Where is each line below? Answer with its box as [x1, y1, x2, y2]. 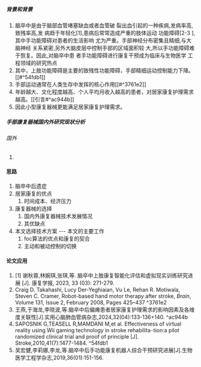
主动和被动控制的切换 [23, 242, 77, 249]
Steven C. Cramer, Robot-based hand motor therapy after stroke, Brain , [14, 292, 191, 300]
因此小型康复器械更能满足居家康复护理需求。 [14, 103, 126, 111]
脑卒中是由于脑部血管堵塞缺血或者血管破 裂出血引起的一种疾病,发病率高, [14, 22, 193, 29]
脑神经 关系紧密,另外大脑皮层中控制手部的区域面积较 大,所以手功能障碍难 [14, 44, 195, 51]
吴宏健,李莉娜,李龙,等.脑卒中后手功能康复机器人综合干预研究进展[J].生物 [14, 346, 193, 354]
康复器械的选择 [14, 205, 52, 212]
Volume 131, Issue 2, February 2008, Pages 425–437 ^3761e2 [14, 299, 167, 306]
